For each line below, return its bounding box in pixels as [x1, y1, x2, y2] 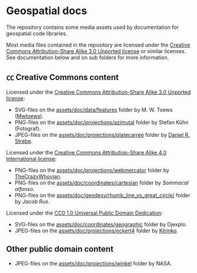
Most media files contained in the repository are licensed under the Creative [6, 41, 191, 48]
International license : [6, 155, 57, 162]
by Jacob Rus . [14, 198, 50, 205]
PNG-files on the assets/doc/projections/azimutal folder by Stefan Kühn [14, 119, 189, 126]
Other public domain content [6, 244, 113, 254]
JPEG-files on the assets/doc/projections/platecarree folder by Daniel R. [14, 131, 190, 138]
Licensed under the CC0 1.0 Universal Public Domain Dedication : [6, 209, 163, 216]
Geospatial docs [6, 4, 88, 18]
